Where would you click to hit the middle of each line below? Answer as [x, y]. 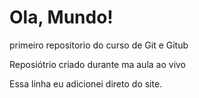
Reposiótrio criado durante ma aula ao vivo [98, 64]
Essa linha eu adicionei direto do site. [86, 83]
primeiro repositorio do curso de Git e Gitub [99, 45]
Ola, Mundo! [61, 17]
